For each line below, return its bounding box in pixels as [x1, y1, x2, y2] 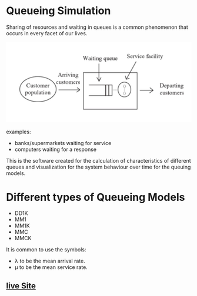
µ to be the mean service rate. [14, 264, 88, 271]
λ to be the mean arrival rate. [14, 257, 85, 265]
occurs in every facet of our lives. [6, 29, 88, 36]
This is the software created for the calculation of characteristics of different [6, 157, 191, 164]
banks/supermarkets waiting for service [14, 140, 112, 147]
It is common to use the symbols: [6, 246, 86, 253]
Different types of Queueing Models [6, 190, 185, 204]
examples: [6, 128, 31, 136]
